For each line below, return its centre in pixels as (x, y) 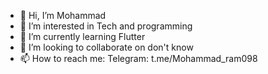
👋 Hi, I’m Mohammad (63, 15)
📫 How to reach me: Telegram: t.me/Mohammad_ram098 (138, 58)
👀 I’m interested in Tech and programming (106, 26)
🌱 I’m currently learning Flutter (82, 36)
